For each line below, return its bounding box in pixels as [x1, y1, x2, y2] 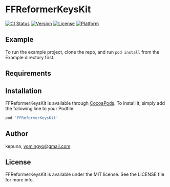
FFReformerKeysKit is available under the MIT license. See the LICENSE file [5, 171, 165, 177]
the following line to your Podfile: [5, 105, 75, 111]
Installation [5, 86, 42, 95]
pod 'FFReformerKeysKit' [5, 115, 58, 121]
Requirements [5, 69, 51, 78]
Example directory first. [5, 54, 55, 60]
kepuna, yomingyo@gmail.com [5, 143, 71, 149]
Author [5, 129, 28, 138]
